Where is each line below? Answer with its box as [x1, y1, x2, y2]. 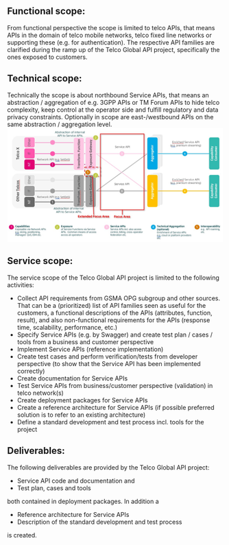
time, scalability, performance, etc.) [16, 323, 118, 331]
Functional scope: [7, 5, 86, 17]
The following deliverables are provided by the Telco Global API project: [7, 463, 210, 472]
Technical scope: [7, 73, 82, 84]
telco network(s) [16, 389, 64, 397]
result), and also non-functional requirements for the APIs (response [16, 315, 210, 324]
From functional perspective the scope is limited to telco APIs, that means [7, 23, 215, 32]
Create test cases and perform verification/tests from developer [16, 352, 198, 361]
